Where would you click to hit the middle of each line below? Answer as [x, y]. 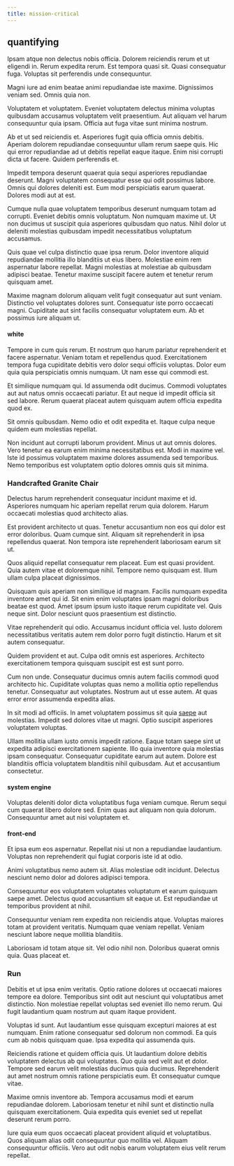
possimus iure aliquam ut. [44, 318]
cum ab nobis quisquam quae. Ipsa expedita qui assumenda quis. [101, 1040]
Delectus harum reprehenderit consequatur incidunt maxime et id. [102, 498]
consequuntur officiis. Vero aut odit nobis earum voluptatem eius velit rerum [117, 1148]
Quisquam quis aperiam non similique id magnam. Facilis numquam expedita [117, 591]
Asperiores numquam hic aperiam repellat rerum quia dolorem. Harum [108, 506]
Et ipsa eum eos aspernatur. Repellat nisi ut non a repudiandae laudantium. [115, 849]
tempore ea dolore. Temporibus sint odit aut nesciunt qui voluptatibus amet [115, 996]
